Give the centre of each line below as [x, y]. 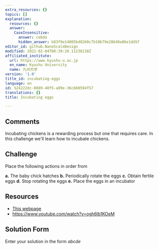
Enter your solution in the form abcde [43, 241]
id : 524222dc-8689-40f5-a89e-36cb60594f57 [49, 88]
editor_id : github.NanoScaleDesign [42, 47]
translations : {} [23, 93]
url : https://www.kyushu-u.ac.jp [44, 60]
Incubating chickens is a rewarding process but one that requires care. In [79, 134]
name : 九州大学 [24, 70]
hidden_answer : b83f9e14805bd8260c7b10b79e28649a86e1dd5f [79, 42]
